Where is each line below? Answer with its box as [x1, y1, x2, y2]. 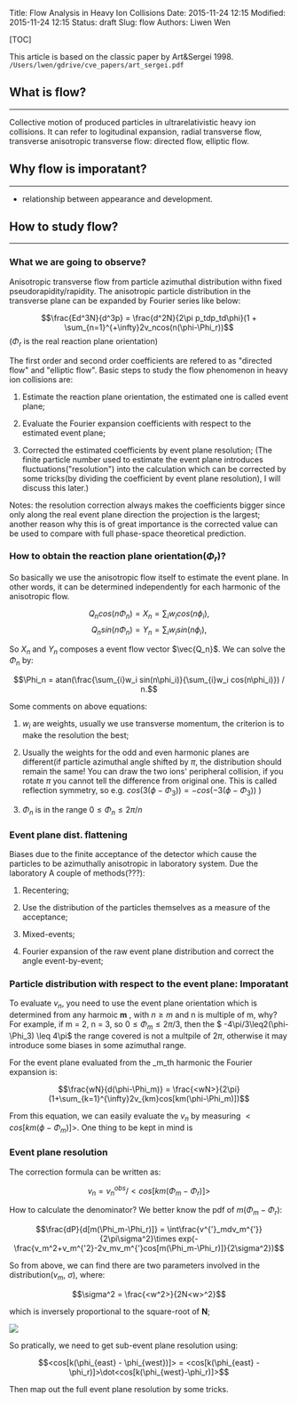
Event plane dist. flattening [9, 829, 128, 841]
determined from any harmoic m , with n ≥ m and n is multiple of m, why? [9, 1009, 278, 1021]
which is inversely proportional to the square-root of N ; [9, 1306, 210, 1317]
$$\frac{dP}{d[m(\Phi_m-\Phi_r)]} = [35, 1224, 166, 1234]
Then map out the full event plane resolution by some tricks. [9, 1383, 229, 1394]
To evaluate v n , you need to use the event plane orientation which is [9, 998, 257, 1011]
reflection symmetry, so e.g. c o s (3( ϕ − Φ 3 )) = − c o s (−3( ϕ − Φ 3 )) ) [21, 785, 262, 798]
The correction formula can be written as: [9, 1166, 161, 1177]
